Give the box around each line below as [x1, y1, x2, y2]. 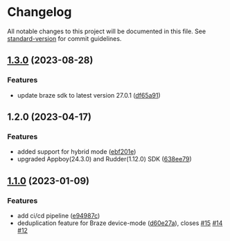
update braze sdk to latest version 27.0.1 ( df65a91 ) [17, 91, 161, 99]
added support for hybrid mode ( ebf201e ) [17, 148, 136, 156]
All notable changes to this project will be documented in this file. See [7, 27, 206, 35]
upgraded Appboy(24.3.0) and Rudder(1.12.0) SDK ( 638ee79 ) [17, 155, 192, 163]
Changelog [7, 4, 72, 20]
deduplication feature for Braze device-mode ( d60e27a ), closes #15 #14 [17, 219, 223, 227]
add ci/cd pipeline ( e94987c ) [17, 212, 100, 220]
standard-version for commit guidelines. [7, 34, 122, 42]
